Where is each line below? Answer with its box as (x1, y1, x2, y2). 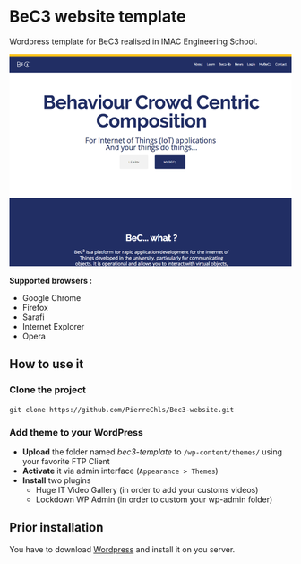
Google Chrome (21, 292, 82, 303)
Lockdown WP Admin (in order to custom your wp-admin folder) (35, 494, 273, 505)
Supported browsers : (9, 275, 92, 286)
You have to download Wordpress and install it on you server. (9, 543, 236, 554)
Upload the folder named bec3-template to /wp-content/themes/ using (21, 446, 283, 457)
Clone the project (9, 383, 87, 396)
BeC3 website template (9, 6, 186, 27)
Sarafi (21, 312, 45, 322)
